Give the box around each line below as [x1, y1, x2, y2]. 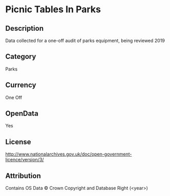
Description [5, 24, 44, 33]
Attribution [5, 171, 41, 180]
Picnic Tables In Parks [5, 4, 101, 15]
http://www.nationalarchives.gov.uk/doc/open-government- [5, 151, 132, 157]
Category [5, 52, 36, 61]
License [5, 137, 31, 146]
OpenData [5, 109, 39, 118]
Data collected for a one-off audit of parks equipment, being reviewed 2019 [5, 37, 165, 43]
